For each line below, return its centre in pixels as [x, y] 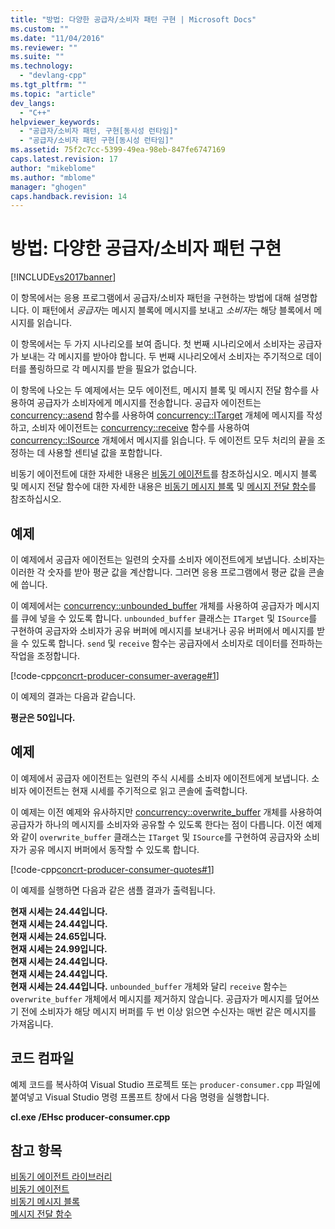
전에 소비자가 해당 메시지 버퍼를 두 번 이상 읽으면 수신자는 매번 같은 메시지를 [168, 1011]
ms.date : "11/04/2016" [57, 38]
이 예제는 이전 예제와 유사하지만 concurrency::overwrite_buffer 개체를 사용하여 [166, 812]
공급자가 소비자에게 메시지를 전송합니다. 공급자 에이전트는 [149, 403]
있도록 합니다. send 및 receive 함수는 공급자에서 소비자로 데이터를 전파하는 [177, 643]
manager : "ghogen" [48, 187]
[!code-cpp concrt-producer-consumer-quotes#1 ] [112, 869]
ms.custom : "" [40, 29]
